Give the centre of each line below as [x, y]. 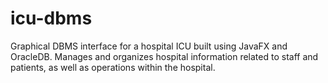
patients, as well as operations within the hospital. [113, 67]
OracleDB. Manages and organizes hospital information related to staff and [164, 56]
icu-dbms [51, 18]
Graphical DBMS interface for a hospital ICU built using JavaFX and [149, 46]
